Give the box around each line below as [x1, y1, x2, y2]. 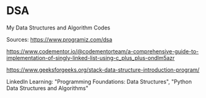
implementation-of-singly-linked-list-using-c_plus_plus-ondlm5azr [6, 54, 175, 61]
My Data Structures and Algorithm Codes [6, 24, 110, 31]
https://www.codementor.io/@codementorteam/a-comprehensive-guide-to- [6, 47, 199, 55]
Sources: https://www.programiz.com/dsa [6, 36, 112, 43]
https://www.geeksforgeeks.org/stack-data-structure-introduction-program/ [6, 66, 200, 73]
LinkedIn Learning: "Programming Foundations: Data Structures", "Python [6, 78, 192, 85]
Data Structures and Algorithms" [6, 84, 89, 92]
